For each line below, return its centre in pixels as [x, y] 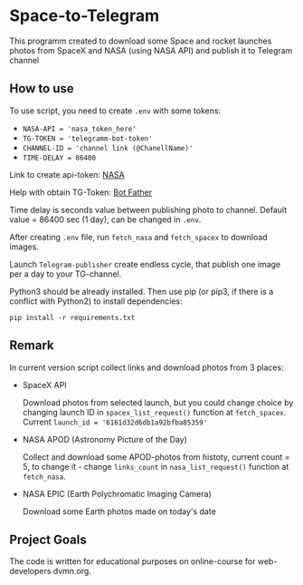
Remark [32, 346]
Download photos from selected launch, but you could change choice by [158, 402]
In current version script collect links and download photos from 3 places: [147, 367]
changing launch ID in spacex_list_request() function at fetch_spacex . [154, 412]
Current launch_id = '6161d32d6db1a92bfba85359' [115, 422]
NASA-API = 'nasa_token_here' [80, 129]
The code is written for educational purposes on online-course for [133, 561]
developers [30, 571]
